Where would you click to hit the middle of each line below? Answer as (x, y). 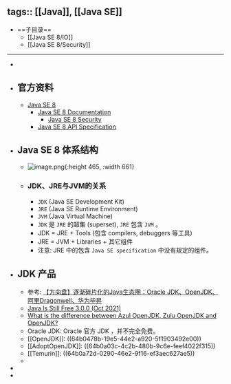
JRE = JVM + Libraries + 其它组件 (85, 242)
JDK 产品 (36, 274)
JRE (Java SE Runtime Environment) (88, 209)
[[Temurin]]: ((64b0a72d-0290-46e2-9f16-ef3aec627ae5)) (111, 353)
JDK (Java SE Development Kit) (81, 201)
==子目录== (34, 29)
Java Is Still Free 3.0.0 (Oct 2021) (74, 308)
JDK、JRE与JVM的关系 (67, 186)
